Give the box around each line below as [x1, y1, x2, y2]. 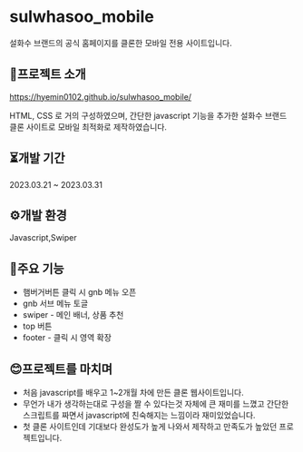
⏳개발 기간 [9, 151, 65, 166]
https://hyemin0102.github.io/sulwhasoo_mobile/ [9, 91, 192, 102]
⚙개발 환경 [9, 207, 68, 223]
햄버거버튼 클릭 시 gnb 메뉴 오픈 [22, 287, 137, 298]
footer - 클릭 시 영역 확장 [22, 332, 112, 343]
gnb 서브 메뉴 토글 [22, 298, 89, 310]
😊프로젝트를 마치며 [9, 361, 113, 377]
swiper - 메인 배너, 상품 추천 [22, 310, 124, 320]
